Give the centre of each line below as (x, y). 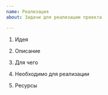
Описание (27, 50)
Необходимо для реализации (52, 74)
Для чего (26, 62)
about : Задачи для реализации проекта (54, 17)
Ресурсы (26, 85)
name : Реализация (28, 12)
